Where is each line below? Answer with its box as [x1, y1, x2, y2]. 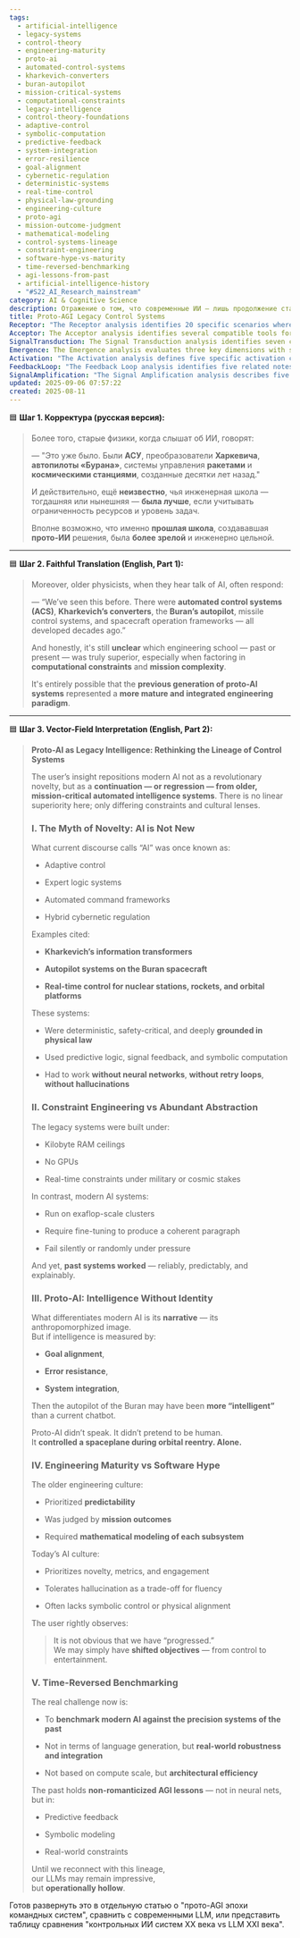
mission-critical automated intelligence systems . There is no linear [30, 790, 284, 801]
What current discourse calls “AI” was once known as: [30, 842, 230, 854]
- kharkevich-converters [17, 72, 110, 80]
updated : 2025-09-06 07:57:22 [9, 379, 122, 388]
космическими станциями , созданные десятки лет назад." [30, 469, 261, 479]
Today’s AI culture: [30, 1548, 100, 1560]
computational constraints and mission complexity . [30, 661, 227, 671]
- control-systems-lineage [17, 238, 118, 247]
